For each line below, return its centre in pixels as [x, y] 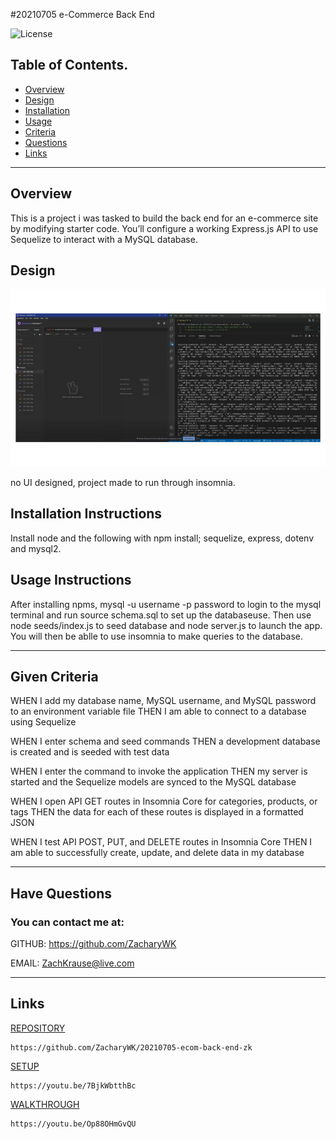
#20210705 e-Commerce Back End [82, 14]
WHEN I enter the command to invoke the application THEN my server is [159, 771]
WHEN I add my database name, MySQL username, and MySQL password [163, 701]
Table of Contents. [69, 65]
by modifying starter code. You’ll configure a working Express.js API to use [164, 228]
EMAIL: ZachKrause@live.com [72, 963]
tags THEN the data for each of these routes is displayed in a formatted [157, 812]
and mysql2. [36, 548]
